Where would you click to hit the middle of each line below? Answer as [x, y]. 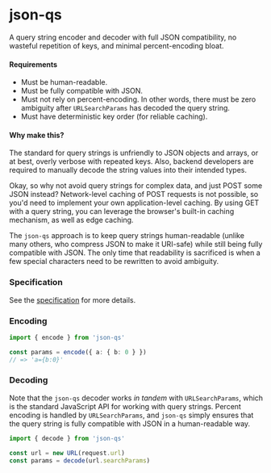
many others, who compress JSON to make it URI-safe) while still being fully [136, 245]
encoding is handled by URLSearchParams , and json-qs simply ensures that [131, 415]
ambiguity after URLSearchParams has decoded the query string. [125, 108]
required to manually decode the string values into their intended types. [128, 170]
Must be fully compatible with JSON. [82, 91]
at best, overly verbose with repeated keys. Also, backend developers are [131, 161]
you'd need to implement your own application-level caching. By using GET [134, 203]
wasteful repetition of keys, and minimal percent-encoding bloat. [117, 45]
